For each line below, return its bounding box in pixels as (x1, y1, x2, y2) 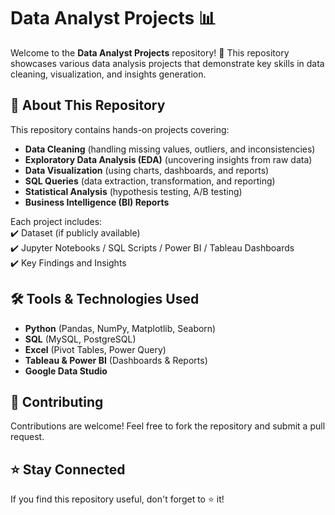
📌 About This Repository (10, 97, 166, 114)
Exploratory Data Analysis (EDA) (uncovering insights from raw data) (24, 153, 313, 165)
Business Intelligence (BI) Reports (24, 196, 170, 208)
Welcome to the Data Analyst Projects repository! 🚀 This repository (10, 46, 290, 59)
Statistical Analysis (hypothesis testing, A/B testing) (24, 185, 243, 197)
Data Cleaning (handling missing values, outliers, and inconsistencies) (24, 143, 316, 155)
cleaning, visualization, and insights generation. (10, 68, 207, 80)
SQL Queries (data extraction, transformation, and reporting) (24, 175, 276, 187)
